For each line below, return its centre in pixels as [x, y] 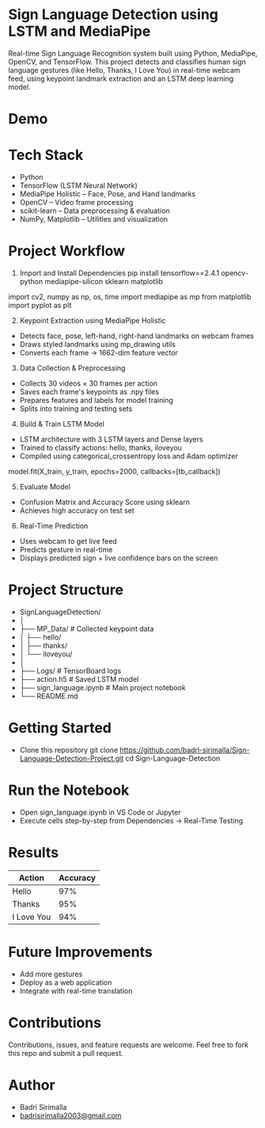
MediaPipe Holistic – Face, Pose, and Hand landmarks [108, 194]
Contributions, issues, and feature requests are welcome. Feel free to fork [129, 1044]
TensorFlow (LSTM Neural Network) [79, 186]
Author [32, 1085]
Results [34, 853]
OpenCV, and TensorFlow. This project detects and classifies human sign [127, 62]
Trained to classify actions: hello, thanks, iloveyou [100, 448]
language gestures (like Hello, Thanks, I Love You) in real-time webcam [124, 70]
